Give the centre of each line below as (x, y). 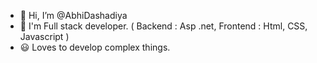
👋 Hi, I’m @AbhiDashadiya (73, 15)
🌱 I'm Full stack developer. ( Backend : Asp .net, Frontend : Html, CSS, (163, 26)
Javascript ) (44, 36)
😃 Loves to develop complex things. (95, 47)
